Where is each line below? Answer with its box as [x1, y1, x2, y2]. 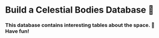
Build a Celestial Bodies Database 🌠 [5, 4, 154, 16]
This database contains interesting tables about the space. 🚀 [5, 22, 155, 29]
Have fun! [5, 28, 29, 35]
